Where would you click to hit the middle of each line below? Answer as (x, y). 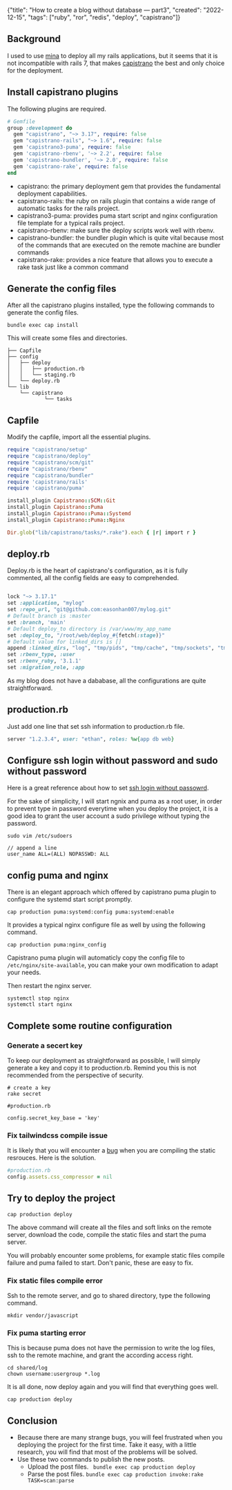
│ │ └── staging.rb (41, 375)
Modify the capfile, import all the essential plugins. (79, 437)
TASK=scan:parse (51, 1481)
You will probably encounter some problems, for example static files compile (116, 1255)
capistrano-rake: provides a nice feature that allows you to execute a (115, 259)
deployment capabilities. (52, 194)
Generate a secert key (45, 1045)
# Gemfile (21, 121)
